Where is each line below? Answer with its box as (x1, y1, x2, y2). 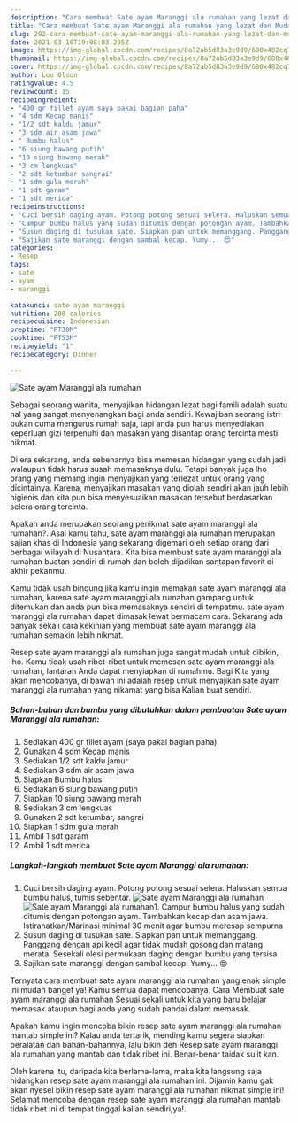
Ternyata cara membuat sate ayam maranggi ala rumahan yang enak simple (10, 975, 287, 986)
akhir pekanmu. (10, 565, 67, 576)
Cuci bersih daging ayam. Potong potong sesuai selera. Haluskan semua (22, 882, 287, 893)
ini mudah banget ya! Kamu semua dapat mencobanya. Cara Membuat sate (10, 984, 285, 995)
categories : (10, 244, 54, 252)
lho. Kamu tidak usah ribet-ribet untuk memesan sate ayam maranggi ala (10, 656, 275, 667)
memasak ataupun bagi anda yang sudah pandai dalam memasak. (10, 1003, 251, 1014)
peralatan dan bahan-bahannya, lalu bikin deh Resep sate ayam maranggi (10, 1039, 279, 1049)
